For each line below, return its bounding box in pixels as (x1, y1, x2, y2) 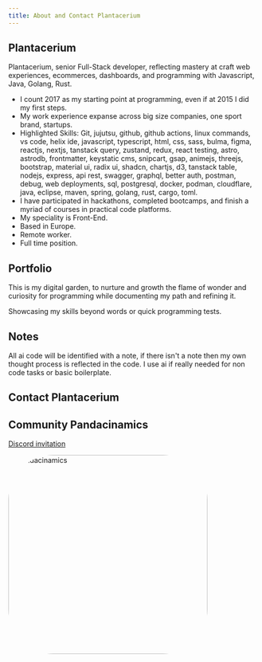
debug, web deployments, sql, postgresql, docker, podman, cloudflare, (19, 179, 252, 189)
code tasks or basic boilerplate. (8, 368, 111, 378)
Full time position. (19, 238, 78, 248)
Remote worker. (19, 230, 72, 240)
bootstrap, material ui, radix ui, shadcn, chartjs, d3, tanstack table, (19, 163, 237, 172)
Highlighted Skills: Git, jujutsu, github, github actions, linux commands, (19, 128, 251, 138)
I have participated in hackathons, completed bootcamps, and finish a (19, 196, 249, 206)
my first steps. (19, 103, 68, 112)
